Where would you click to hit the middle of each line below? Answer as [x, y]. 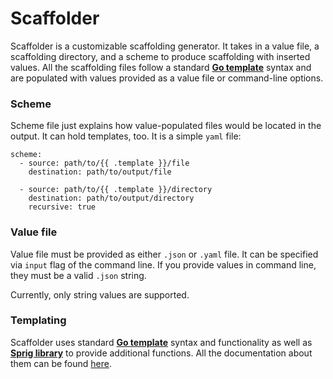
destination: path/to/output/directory [111, 198]
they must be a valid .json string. [78, 275]
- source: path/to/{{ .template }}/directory [116, 190]
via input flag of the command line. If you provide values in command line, [163, 264]
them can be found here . [61, 363]
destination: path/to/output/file [100, 172]
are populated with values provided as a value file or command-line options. [167, 78]
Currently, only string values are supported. [100, 294]
